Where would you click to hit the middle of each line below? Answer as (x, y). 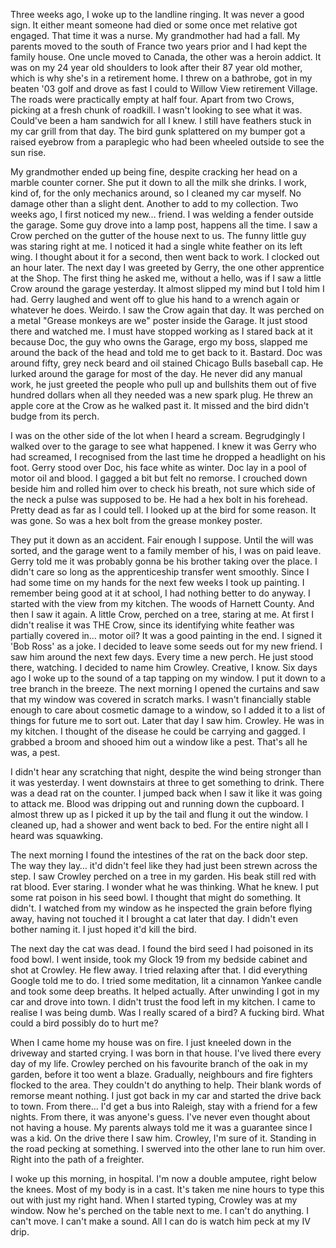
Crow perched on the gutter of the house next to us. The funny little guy (158, 235)
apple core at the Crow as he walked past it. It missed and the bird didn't (160, 405)
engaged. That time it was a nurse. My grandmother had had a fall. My (155, 35)
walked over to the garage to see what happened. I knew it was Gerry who (163, 446)
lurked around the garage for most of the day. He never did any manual (156, 373)
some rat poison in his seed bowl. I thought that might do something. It (156, 897)
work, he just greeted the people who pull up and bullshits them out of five (163, 384)
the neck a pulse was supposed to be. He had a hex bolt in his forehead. (159, 499)
